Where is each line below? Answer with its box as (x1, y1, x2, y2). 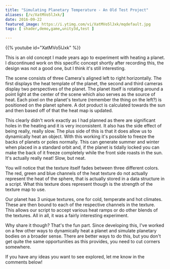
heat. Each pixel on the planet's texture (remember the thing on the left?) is (5, 97, 162, 103)
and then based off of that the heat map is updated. (5, 108, 113, 114)
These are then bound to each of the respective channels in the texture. (5, 201, 156, 208)
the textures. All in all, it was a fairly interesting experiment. (5, 213, 129, 219)
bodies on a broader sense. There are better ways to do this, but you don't (5, 233, 161, 239)
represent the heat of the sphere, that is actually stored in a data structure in (5, 176, 165, 182)
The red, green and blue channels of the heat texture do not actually (5, 171, 148, 177)
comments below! (5, 259, 43, 265)
